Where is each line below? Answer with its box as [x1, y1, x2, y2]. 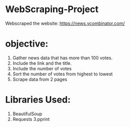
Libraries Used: [5, 94, 71, 106]
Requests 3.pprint [12, 116, 50, 122]
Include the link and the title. [12, 60, 72, 66]
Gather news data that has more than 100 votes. [12, 55, 113, 61]
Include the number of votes [12, 65, 72, 71]
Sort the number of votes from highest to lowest [12, 71, 113, 77]
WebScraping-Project [5, 4, 99, 15]
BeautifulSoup [12, 110, 42, 117]
